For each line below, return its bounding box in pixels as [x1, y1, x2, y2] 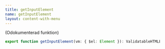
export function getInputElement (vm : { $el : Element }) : [5, 39, 124, 44]
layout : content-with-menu [5, 16, 60, 21]
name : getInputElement [5, 12, 52, 17]
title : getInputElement [5, 7, 54, 12]
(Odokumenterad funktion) [5, 30, 59, 36]
